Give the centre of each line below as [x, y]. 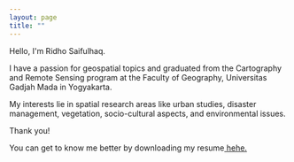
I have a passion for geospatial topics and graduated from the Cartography [145, 68]
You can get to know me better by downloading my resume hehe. [128, 148]
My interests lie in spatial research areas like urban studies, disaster [133, 104]
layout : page [33, 17]
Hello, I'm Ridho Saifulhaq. [58, 50]
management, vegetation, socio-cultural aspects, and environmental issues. [147, 113]
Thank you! [30, 130]
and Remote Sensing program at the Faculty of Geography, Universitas [138, 77]
